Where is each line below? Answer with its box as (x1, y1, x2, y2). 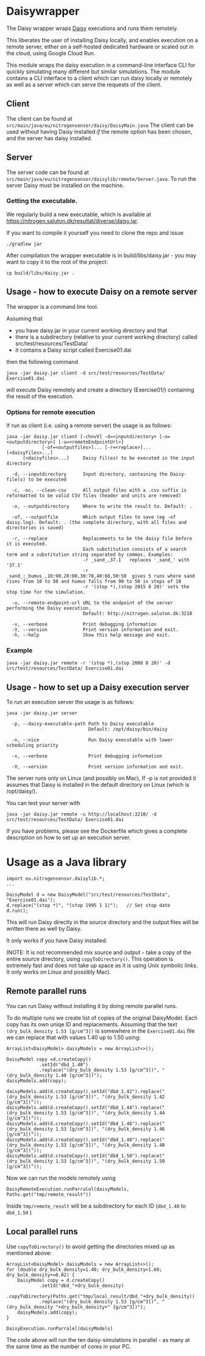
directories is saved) (6, 525, 64, 531)
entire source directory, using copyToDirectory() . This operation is (6, 955, 173, 963)
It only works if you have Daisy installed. (6, 937, 108, 944)
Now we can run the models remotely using (6, 1174, 116, 1181)
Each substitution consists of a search (82, 546, 187, 552)
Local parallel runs (6, 1227, 78, 1237)
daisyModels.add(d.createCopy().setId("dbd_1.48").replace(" (6, 1137, 165, 1143)
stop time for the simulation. (6, 589, 86, 595)
